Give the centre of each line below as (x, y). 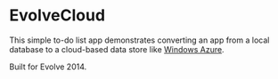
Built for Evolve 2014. (48, 67)
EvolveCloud (57, 16)
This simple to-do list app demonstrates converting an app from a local (139, 40)
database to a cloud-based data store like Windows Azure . (117, 49)
